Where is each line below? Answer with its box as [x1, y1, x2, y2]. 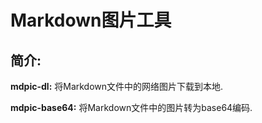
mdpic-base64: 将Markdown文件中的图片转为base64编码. [10, 102, 253, 113]
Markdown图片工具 [10, 9, 172, 32]
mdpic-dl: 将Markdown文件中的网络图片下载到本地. [10, 81, 224, 92]
